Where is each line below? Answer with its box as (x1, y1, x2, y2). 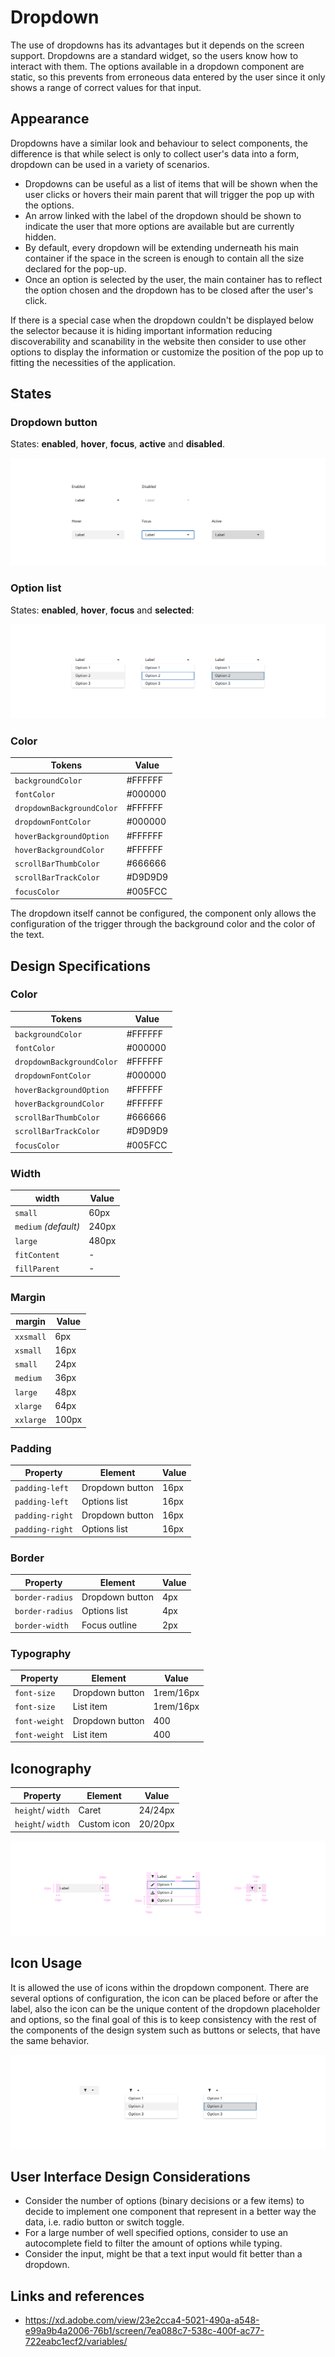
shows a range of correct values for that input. (10, 81, 202, 93)
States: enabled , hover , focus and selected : (10, 604, 195, 616)
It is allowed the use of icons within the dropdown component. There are (10, 1981, 310, 1993)
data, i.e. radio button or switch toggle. (24, 2216, 185, 2228)
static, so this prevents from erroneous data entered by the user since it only (10, 71, 326, 83)
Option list (10, 581, 62, 595)
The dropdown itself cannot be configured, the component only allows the (10, 907, 317, 920)
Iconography (10, 1760, 92, 1777)
